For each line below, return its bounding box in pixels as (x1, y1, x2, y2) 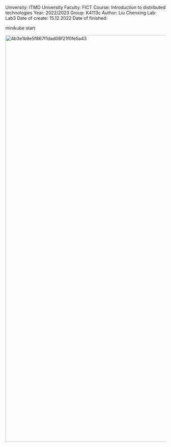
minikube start (5, 25, 36, 31)
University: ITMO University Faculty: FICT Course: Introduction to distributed (5, 5, 166, 10)
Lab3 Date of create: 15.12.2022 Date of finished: (5, 15, 108, 21)
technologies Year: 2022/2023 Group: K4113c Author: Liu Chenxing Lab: (5, 10, 157, 16)
